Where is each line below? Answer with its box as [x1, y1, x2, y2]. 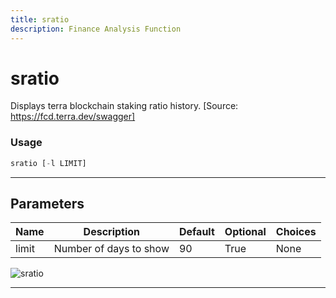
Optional [224, 225, 267, 239]
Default [178, 225, 215, 239]
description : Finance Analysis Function [10, 24, 182, 34]
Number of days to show [53, 242, 170, 256]
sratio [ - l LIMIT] [10, 158, 87, 168]
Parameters [10, 196, 85, 212]
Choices [275, 225, 317, 239]
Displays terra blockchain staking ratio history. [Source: [10, 100, 239, 112]
